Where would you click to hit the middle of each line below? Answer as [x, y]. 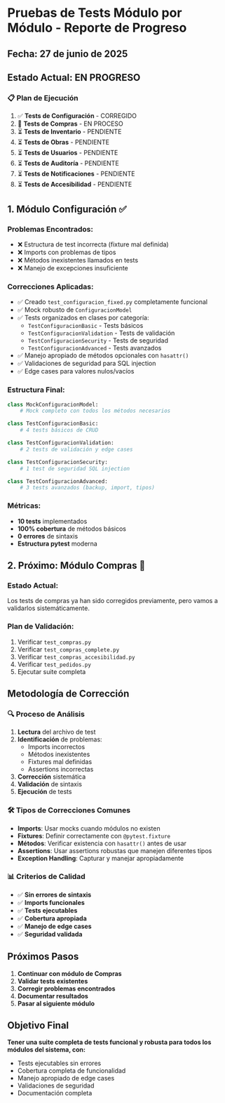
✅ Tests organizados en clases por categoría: [83, 318]
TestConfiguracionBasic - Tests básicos [86, 326]
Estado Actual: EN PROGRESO [74, 78]
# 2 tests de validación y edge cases [76, 449]
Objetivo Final [38, 1025]
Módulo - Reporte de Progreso [97, 28]
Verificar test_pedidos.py [54, 664]
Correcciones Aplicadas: [50, 286]
